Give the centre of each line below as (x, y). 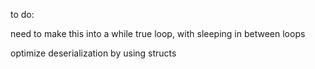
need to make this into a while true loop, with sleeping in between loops (158, 33)
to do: (22, 14)
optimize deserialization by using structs (93, 53)
